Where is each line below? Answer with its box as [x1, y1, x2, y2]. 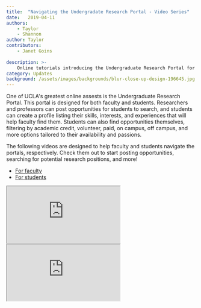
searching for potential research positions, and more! [6, 156, 138, 163]
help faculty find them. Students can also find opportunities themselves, [6, 118, 185, 125]
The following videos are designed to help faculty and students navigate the [6, 143, 195, 150]
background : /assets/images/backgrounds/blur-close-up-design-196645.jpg [6, 76, 196, 82]
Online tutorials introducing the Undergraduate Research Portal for [17, 64, 196, 71]
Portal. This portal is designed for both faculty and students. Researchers [6, 99, 188, 106]
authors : [6, 20, 28, 26]
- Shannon [17, 31, 42, 37]
